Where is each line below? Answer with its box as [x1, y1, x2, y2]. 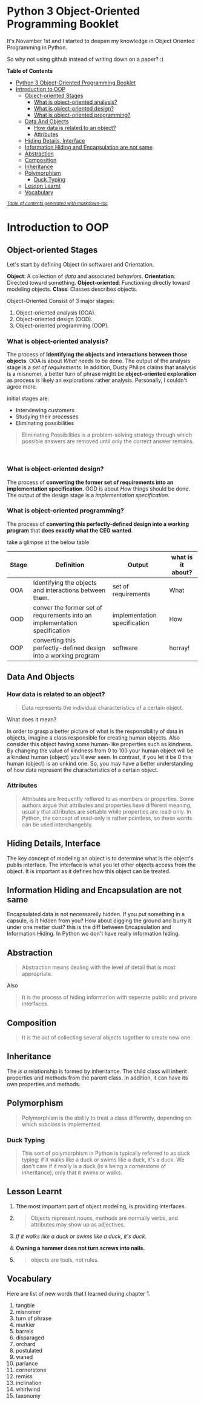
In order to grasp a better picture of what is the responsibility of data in [7, 727, 183, 735]
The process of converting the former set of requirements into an [7, 478, 174, 486]
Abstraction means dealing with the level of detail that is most [21, 964, 176, 971]
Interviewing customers [15, 407, 75, 414]
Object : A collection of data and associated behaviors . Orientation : [7, 272, 176, 280]
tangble [15, 1301, 35, 1309]
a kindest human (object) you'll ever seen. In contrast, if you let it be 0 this [7, 753, 192, 760]
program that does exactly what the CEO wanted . [7, 526, 133, 534]
